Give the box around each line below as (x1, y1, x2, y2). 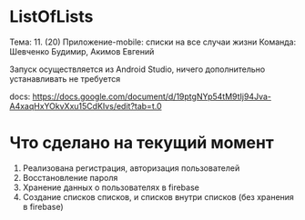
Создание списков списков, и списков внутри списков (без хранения (22, 191, 294, 202)
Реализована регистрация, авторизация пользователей (22, 162, 240, 174)
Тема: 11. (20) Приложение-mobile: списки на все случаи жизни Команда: (9, 36, 297, 47)
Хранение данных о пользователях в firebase (22, 182, 200, 193)
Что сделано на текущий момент (9, 133, 275, 154)
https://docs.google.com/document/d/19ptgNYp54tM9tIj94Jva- (32, 91, 271, 102)
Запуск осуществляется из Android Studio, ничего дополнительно (9, 64, 266, 75)
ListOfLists (9, 6, 94, 27)
